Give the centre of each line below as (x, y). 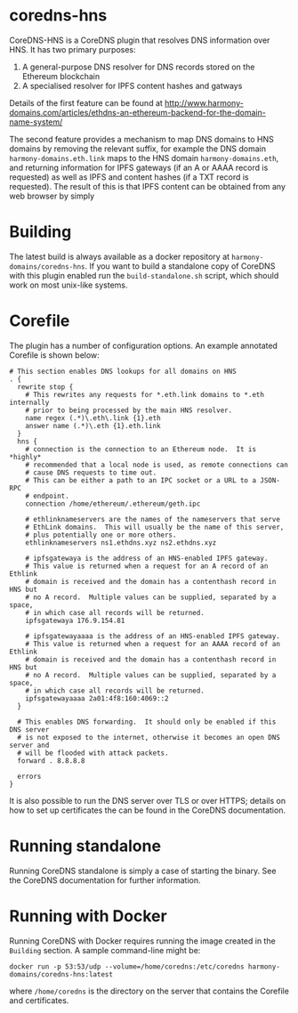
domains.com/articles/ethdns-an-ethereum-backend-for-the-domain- (138, 112)
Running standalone (85, 846)
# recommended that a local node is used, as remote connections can (157, 465)
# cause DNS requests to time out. (91, 473)
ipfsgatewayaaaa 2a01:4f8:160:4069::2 (97, 698)
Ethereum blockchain (61, 76)
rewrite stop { (45, 387)
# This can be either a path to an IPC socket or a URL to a (141, 480)
